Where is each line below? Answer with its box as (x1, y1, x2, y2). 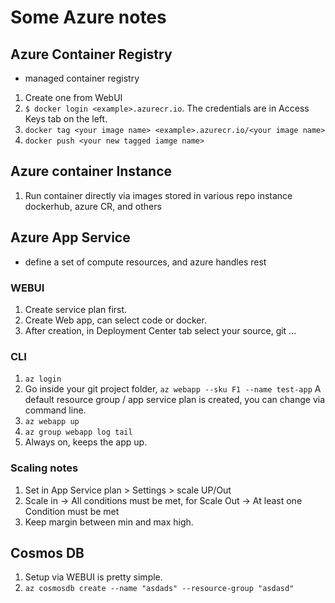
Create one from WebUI (24, 92, 123, 103)
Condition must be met (24, 505, 120, 517)
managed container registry (24, 72, 140, 84)
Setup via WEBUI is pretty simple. (24, 571, 163, 583)
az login (24, 374, 62, 385)
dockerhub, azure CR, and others (24, 200, 162, 212)
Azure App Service (10, 229, 131, 246)
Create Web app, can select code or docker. (24, 314, 207, 326)
